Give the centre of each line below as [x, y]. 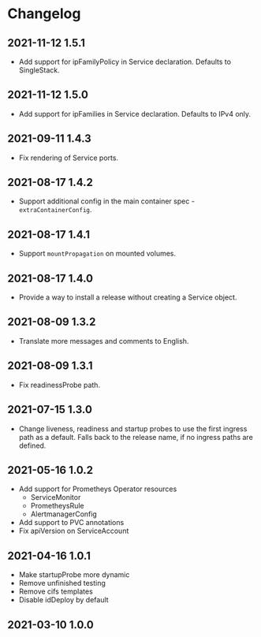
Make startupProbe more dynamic [74, 575]
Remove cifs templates [56, 591]
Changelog [44, 14]
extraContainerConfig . [55, 210]
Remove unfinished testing [62, 583]
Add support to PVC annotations [71, 523]
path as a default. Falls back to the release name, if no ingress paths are [136, 437]
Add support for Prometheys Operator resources [98, 489]
